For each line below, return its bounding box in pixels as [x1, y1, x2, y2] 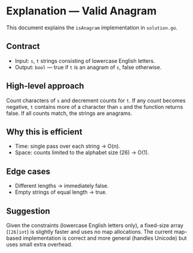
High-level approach [6, 81, 85, 91]
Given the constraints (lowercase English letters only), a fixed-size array [6, 222, 183, 228]
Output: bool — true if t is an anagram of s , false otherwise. [14, 63, 162, 71]
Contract [6, 41, 40, 51]
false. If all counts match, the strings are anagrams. [6, 109, 133, 117]
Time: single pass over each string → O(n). [14, 142, 121, 150]
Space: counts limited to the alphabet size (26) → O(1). [14, 149, 149, 156]
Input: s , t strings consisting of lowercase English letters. [14, 57, 155, 64]
